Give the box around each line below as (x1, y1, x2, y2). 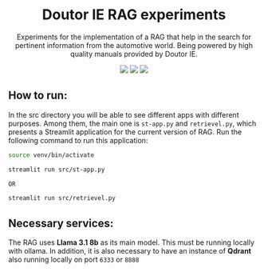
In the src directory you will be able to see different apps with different (8, 110, 239, 119)
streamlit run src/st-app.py (8, 166, 105, 174)
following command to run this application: (8, 135, 148, 145)
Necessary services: (8, 216, 114, 230)
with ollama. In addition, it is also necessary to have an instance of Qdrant (8, 246, 251, 256)
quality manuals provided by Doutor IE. (70, 49, 198, 58)
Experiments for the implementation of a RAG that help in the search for (16, 32, 252, 42)
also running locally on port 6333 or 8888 (8, 254, 140, 265)
